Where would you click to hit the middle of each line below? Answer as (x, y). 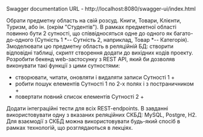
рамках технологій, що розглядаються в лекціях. (70, 128)
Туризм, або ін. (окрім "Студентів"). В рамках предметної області (92, 27)
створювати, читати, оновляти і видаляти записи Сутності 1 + (95, 77)
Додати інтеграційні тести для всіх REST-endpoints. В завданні (87, 108)
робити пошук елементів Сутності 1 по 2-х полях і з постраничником (104, 84)
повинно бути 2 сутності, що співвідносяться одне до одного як (89, 33)
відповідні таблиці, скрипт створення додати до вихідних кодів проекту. (100, 53)
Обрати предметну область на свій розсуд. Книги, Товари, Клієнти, (94, 20)
